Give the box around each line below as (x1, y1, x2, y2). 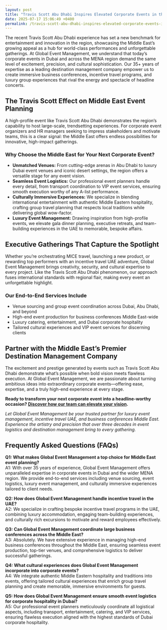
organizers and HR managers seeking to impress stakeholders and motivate (5, 128, 161, 134)
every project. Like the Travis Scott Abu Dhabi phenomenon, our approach (5, 269, 158, 275)
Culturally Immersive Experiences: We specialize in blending (12, 194, 139, 200)
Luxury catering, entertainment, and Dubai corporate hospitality (12, 319, 143, 325)
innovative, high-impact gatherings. (5, 139, 78, 145)
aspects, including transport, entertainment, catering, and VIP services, (5, 609, 152, 615)
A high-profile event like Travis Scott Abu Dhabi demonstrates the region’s (5, 118, 157, 124)
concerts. (5, 82, 25, 88)
